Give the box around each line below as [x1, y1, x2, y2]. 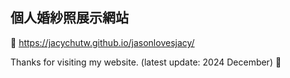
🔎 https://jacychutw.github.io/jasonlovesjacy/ [10, 36, 195, 48]
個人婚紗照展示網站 [10, 9, 129, 27]
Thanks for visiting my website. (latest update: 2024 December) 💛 [10, 56, 282, 68]
